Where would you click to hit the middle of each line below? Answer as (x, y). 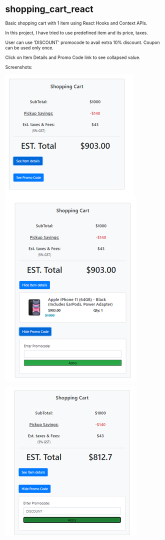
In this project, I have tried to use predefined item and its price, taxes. (77, 32)
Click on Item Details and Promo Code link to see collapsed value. (73, 57)
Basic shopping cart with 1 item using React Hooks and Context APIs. (76, 23)
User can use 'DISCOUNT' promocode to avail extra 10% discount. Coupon (82, 42)
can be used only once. (29, 47)
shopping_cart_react (49, 9)
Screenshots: (19, 67)
